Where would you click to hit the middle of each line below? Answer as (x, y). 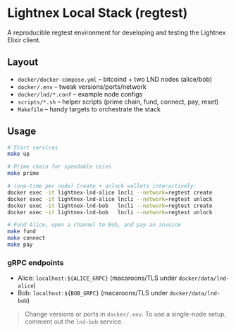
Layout (23, 62)
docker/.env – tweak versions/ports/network (82, 87)
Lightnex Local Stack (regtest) (98, 13)
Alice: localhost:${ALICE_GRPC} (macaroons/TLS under (97, 278)
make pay (20, 245)
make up (19, 154)
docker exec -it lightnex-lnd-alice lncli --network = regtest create (110, 192)
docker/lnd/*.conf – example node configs (80, 94)
